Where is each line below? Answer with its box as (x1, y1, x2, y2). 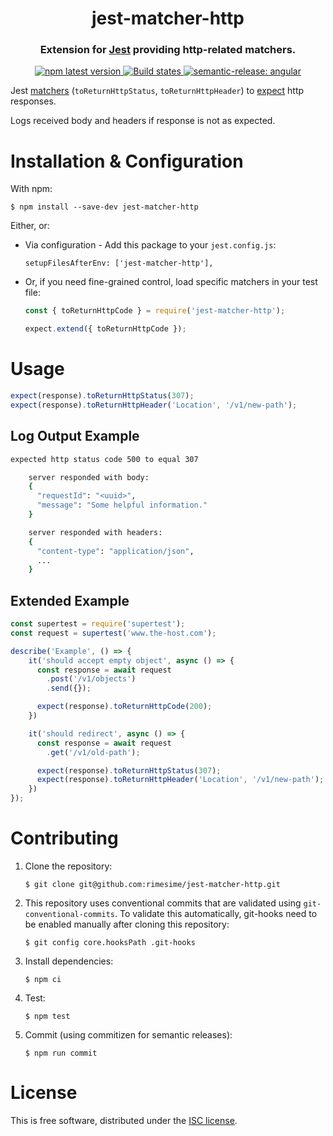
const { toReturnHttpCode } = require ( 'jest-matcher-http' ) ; (24, 306, 286, 316)
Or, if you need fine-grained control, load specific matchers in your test (24, 276, 318, 288)
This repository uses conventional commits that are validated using (24, 897, 302, 909)
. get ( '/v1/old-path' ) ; (46, 747, 141, 757)
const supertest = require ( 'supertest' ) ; (10, 619, 186, 629)
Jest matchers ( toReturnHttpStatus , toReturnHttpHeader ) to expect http (10, 85, 305, 97)
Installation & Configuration (10, 150, 244, 172)
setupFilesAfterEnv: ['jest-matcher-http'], (24, 258, 214, 269)
